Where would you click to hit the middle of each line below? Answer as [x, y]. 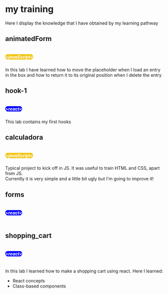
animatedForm [29, 39]
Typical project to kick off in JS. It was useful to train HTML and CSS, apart [82, 168]
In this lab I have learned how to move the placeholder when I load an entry [83, 70]
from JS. [14, 173]
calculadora [24, 137]
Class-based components [39, 286]
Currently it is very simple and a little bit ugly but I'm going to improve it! [79, 179]
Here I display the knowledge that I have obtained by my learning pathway [82, 23]
